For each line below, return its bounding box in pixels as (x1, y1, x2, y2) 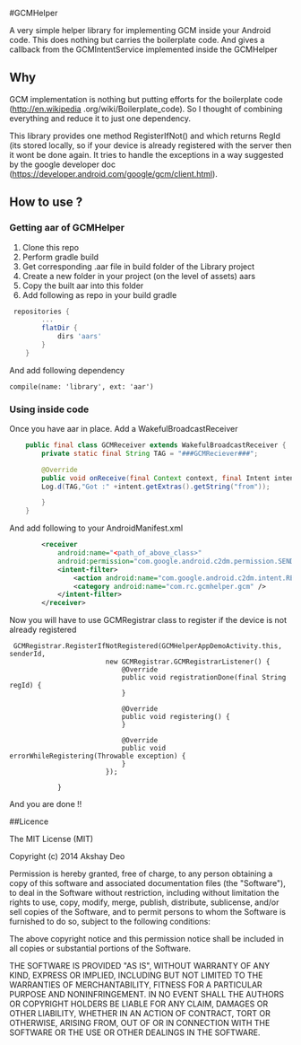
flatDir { (41, 323, 78, 333)
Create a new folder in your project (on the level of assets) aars (21, 270, 256, 281)
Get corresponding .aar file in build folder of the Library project (21, 260, 255, 272)
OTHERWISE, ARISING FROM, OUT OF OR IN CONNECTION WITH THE (9, 1018, 271, 1029)
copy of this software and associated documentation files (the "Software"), (9, 878, 287, 889)
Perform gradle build (21, 251, 99, 262)
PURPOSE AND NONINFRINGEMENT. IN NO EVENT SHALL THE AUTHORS (9, 989, 285, 1000)
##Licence (9, 816, 49, 827)
